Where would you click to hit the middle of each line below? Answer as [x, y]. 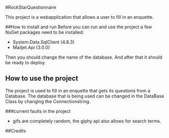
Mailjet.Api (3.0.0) [31, 47]
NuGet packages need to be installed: [45, 32]
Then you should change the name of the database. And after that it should [84, 57]
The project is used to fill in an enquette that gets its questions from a [78, 90]
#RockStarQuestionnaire [31, 7]
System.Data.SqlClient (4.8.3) [43, 42]
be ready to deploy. [26, 62]
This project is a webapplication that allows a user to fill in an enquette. [79, 17]
